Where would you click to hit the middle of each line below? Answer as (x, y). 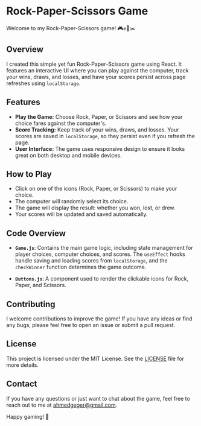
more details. (23, 365)
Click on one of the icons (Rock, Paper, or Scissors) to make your (96, 189)
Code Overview (36, 233)
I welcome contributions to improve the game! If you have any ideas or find (99, 319)
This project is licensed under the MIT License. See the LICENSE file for (95, 358)
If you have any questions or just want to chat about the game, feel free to (98, 398)
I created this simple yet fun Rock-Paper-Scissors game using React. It (94, 64)
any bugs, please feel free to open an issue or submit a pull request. (91, 325)
